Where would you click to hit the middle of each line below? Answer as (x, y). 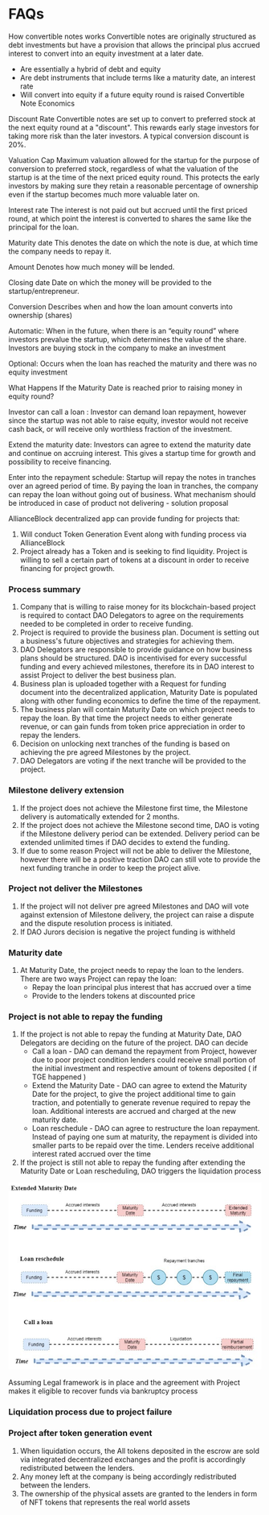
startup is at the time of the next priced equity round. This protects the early (134, 177)
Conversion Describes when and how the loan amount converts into (120, 306)
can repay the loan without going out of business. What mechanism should (132, 494)
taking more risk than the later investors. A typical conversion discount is (129, 136)
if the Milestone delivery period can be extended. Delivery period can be (140, 834)
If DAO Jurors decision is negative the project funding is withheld (127, 932)
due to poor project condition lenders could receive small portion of (144, 1060)
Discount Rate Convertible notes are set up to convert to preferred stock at (132, 118)
